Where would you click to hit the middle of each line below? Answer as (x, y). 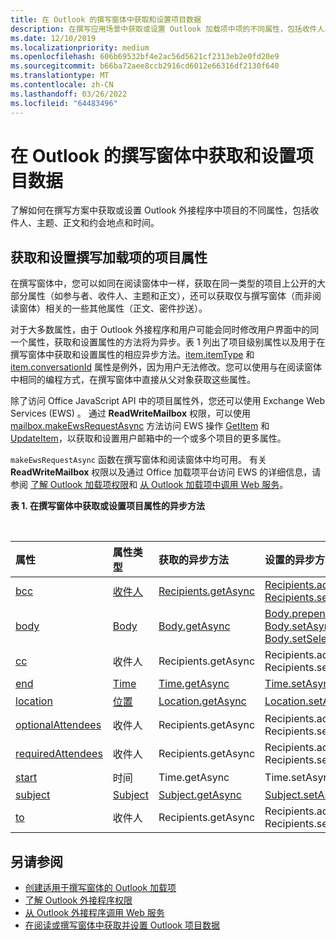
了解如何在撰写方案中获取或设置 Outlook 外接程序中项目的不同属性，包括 (160, 210)
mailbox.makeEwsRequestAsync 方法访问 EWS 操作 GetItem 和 (140, 426)
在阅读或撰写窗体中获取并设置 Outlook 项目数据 (122, 925)
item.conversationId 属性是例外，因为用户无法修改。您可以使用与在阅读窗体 (166, 367)
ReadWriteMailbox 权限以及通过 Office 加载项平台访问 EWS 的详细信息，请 (166, 472)
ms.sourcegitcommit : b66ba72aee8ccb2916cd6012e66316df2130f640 (145, 66)
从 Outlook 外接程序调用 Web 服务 (94, 913)
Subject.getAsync (200, 795)
